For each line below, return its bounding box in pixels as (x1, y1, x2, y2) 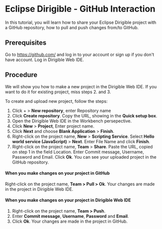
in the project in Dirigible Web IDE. (5, 186, 74, 192)
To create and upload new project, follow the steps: (5, 98, 108, 104)
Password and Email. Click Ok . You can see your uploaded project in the (12, 154, 157, 160)
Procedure (5, 71, 38, 79)
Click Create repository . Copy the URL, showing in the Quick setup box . (12, 113, 158, 118)
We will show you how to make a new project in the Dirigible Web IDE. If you (5, 83, 157, 89)
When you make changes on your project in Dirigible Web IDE (5, 197, 131, 203)
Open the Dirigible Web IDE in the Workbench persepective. (12, 118, 132, 124)
